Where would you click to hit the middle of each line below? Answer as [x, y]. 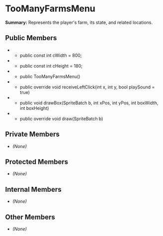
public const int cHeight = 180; [51, 66]
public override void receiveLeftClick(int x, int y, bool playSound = [87, 87]
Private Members [32, 134]
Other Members [30, 217]
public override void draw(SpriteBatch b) [61, 118]
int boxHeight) [34, 108]
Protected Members [37, 162]
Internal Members [33, 189]
